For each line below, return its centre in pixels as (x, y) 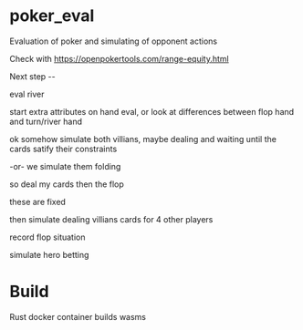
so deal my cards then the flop (67, 184)
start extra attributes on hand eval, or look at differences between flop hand (152, 111)
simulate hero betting (49, 254)
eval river (27, 94)
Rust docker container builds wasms (78, 316)
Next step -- (33, 76)
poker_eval (52, 16)
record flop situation (47, 237)
